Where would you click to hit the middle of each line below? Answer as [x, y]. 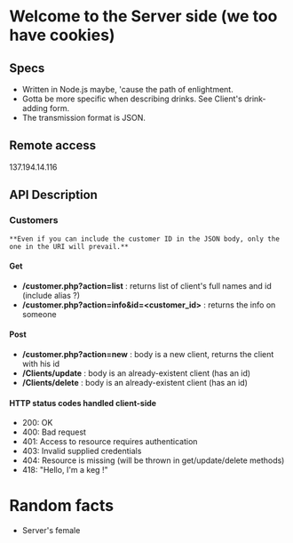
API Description [53, 195]
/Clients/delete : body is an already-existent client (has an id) [135, 382]
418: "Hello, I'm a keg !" [65, 470]
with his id [41, 363]
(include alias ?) [51, 295]
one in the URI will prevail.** [69, 246]
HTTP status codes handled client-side [83, 403]
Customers [34, 220]
